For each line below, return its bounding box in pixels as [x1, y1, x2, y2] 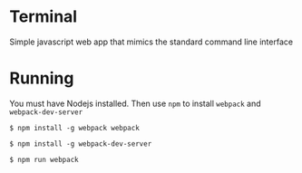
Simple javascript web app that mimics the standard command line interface [9, 36, 293, 47]
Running [9, 68, 74, 89]
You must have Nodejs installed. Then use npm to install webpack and [9, 98, 261, 109]
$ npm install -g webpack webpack [9, 123, 141, 132]
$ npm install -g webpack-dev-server [9, 139, 152, 149]
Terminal [9, 6, 78, 27]
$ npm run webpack [9, 155, 79, 164]
